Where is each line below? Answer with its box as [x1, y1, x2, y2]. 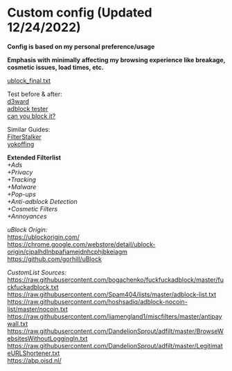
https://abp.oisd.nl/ [7, 356, 62, 364]
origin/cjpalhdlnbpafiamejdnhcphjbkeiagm [7, 247, 128, 256]
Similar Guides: [7, 125, 51, 133]
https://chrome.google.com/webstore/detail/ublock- [7, 240, 156, 248]
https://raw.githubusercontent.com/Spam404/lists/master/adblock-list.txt [7, 290, 217, 298]
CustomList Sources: [7, 268, 67, 276]
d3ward [7, 97, 30, 105]
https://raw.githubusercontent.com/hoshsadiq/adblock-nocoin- [7, 297, 188, 305]
